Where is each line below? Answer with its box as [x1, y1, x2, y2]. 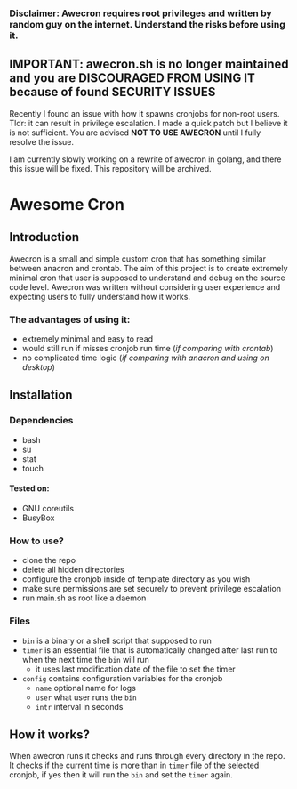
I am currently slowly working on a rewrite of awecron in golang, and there [9, 154, 282, 165]
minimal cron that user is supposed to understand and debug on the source [9, 272, 286, 283]
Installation [9, 388, 73, 403]
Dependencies [9, 415, 74, 427]
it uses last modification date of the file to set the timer [35, 664, 236, 674]
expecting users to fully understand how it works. [9, 291, 191, 302]
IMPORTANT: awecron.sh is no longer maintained [9, 57, 289, 72]
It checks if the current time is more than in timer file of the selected [9, 760, 260, 771]
